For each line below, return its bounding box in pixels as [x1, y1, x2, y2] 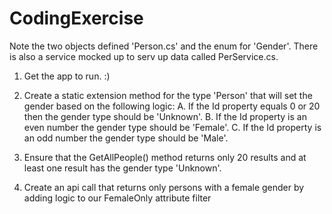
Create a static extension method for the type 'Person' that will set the [23, 89, 313, 101]
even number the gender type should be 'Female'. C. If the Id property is [23, 121, 322, 133]
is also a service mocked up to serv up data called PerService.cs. [9, 50, 279, 62]
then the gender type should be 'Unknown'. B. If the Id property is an [23, 110, 307, 122]
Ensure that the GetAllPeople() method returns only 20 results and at [23, 151, 307, 163]
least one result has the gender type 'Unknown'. [23, 162, 222, 174]
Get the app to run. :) [23, 70, 111, 82]
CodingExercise [9, 7, 144, 30]
